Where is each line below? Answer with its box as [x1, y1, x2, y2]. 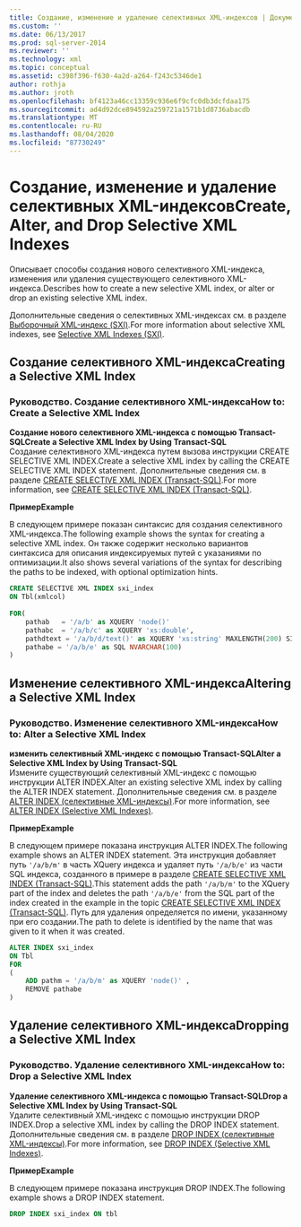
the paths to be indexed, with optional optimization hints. [9, 567, 219, 578]
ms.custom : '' [9, 22, 63, 30]
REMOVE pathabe [25, 985, 82, 994]
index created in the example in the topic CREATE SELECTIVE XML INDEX [9, 897, 281, 908]
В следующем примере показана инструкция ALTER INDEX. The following [9, 840, 288, 850]
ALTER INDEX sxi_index [9, 943, 94, 952]
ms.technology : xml [9, 55, 82, 64]
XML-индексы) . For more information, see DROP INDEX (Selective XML [9, 1138, 271, 1149]
